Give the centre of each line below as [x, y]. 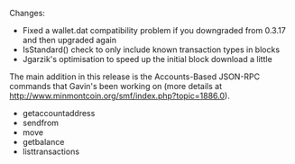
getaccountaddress [59, 113]
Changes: [27, 13]
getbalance [43, 142]
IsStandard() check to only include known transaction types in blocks [151, 50]
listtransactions [51, 151]
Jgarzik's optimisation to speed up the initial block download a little [147, 59]
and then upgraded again [69, 40]
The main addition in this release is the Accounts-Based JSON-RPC [135, 77]
